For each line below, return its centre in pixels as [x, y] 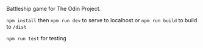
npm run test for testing [37, 38]
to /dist [16, 27]
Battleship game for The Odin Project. [54, 9]
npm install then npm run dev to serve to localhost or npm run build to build [102, 20]
